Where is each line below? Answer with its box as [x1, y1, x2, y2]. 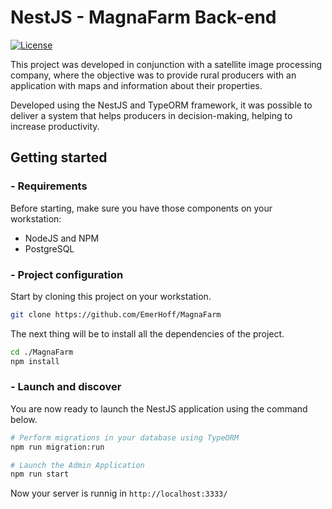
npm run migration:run [10, 442, 105, 452]
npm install [10, 356, 60, 366]
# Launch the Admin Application [10, 460, 145, 470]
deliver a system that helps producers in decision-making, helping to [10, 109, 293, 121]
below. [10, 413, 38, 425]
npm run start [10, 469, 70, 480]
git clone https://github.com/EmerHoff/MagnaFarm [10, 309, 222, 320]
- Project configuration [10, 267, 124, 281]
